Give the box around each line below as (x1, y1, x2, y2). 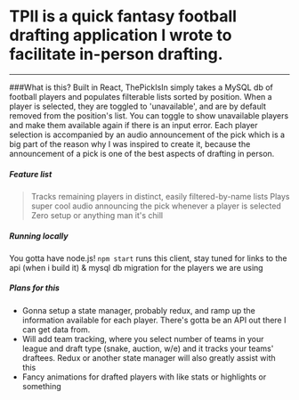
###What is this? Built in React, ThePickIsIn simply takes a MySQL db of (9, 82, 273, 93)
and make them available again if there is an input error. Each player (9, 119, 258, 130)
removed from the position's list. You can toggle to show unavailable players (9, 110, 289, 121)
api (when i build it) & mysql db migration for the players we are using (9, 262, 264, 273)
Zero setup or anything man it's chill (30, 209, 163, 220)
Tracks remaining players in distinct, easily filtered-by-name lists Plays (30, 191, 290, 201)
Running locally (9, 230, 69, 241)
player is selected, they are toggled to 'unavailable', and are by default (9, 101, 267, 111)
